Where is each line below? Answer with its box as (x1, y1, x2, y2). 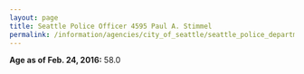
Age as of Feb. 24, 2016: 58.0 (9, 55, 121, 66)
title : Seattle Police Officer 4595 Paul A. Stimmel (9, 22, 213, 31)
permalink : (9, 30, 51, 39)
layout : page (9, 13, 59, 23)
